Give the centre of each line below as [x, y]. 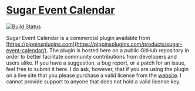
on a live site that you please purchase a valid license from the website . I [94, 75]
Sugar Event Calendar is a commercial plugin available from [78, 38]
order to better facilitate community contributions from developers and [92, 56]
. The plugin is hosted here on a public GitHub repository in [118, 50]
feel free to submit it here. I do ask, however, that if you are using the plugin [97, 69]
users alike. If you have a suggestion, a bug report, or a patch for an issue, [96, 63]
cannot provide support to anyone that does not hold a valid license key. [93, 81]
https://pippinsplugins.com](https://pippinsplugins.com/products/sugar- [95, 44]
